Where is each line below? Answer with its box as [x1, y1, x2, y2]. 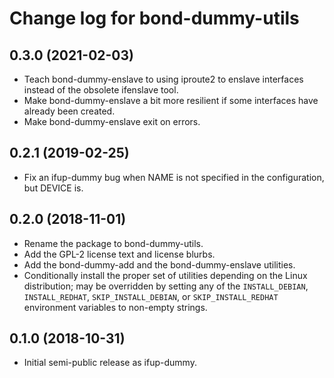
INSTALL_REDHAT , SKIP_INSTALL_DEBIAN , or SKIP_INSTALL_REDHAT [23, 290, 279, 302]
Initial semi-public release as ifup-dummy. [23, 357, 197, 369]
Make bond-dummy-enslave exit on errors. [23, 116, 201, 127]
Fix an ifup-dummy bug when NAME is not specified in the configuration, [23, 171, 325, 183]
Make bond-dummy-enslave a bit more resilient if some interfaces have [23, 95, 319, 106]
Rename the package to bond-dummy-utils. [23, 237, 204, 249]
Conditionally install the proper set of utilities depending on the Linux [23, 269, 308, 281]
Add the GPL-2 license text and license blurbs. [23, 248, 216, 260]
